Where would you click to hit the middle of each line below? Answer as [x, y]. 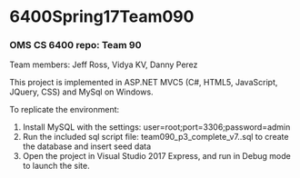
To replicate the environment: [65, 110]
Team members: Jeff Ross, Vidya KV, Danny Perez [104, 64]
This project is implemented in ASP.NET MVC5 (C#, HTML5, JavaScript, [144, 83]
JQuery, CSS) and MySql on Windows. [81, 92]
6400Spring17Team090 [102, 17]
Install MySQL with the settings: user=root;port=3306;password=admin [156, 127]
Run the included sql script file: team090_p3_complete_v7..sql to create [155, 137]
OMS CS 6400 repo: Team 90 [75, 45]
